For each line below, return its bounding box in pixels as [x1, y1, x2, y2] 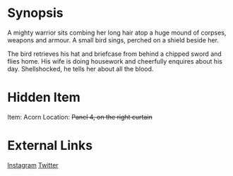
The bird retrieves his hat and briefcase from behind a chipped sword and [7, 49, 222, 58]
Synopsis [7, 5, 64, 21]
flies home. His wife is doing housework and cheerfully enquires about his [7, 57, 222, 65]
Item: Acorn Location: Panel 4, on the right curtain [7, 112, 153, 121]
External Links [7, 138, 93, 153]
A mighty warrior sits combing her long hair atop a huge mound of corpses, [7, 28, 227, 37]
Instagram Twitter [7, 160, 59, 169]
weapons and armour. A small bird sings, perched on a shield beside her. [7, 35, 219, 44]
